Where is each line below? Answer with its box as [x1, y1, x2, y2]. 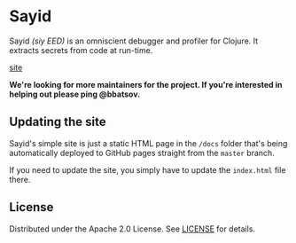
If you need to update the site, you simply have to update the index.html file [9, 164, 286, 175]
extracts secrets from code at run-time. [9, 44, 153, 55]
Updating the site [9, 114, 106, 129]
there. [9, 174, 31, 184]
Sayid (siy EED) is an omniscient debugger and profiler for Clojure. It [9, 35, 259, 46]
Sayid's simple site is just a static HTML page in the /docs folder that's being [9, 137, 288, 148]
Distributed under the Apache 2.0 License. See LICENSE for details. [9, 223, 255, 234]
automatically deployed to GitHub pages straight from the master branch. [9, 147, 275, 158]
